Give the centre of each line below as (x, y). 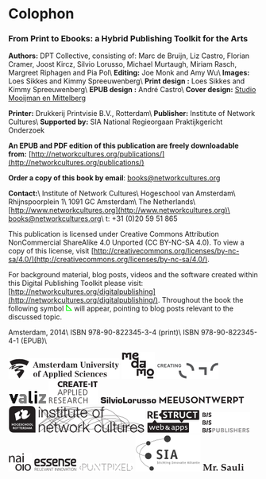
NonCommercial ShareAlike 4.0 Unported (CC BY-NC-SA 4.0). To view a (126, 242)
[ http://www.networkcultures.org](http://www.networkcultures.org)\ (119, 211)
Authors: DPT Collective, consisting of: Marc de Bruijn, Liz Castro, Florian (129, 56)
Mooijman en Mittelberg (47, 98)
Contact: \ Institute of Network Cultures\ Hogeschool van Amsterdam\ (122, 193)
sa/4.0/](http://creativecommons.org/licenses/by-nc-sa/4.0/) (108, 260)
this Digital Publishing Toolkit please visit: (76, 284)
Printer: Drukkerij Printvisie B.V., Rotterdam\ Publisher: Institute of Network (132, 114)
